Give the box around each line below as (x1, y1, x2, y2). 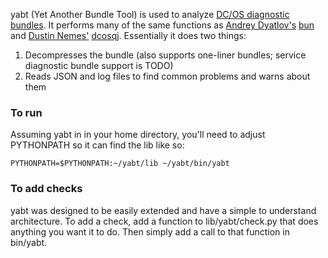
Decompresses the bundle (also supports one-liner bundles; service (24, 49, 307, 61)
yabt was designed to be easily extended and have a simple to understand (10, 204, 317, 216)
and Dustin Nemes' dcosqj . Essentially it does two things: (10, 30, 247, 41)
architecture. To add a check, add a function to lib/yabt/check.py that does (10, 215, 319, 227)
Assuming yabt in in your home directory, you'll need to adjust (10, 129, 266, 141)
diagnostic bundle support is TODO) (24, 60, 174, 71)
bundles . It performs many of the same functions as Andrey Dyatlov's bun (10, 19, 315, 31)
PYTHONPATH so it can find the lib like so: (10, 139, 185, 151)
